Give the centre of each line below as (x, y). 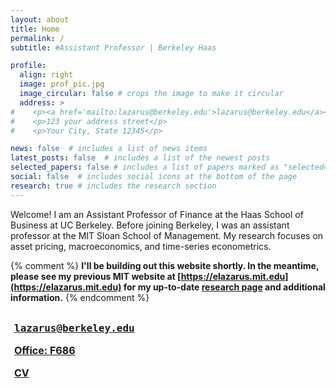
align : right (46, 75)
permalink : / (37, 38)
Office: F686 (45, 350)
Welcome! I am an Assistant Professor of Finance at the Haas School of (157, 214)
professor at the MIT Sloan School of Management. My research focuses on (167, 235)
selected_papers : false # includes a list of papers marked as (145, 167)
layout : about (40, 19)
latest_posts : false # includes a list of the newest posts (140, 158)
